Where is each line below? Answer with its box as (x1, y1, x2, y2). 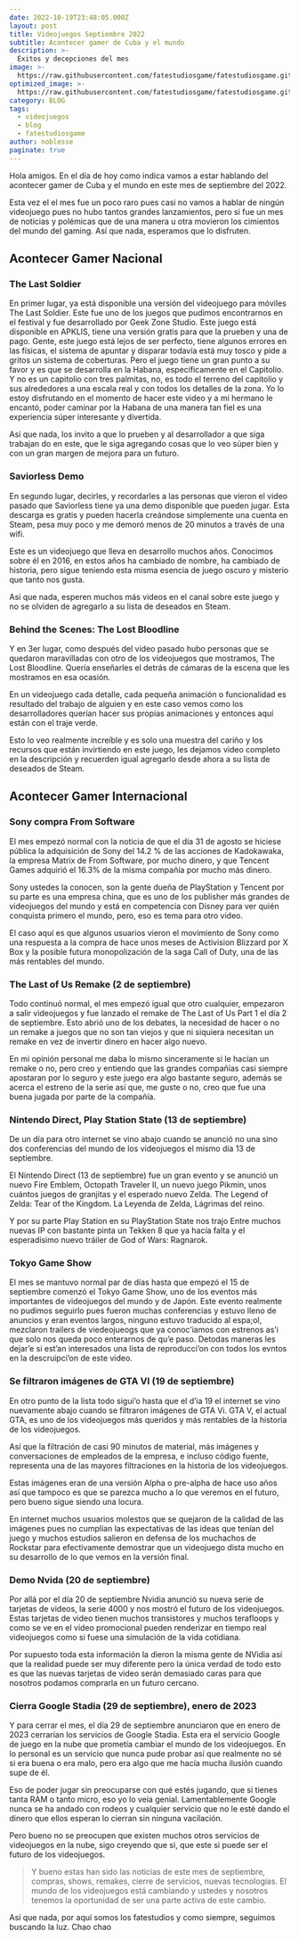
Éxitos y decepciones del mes (17, 54, 129, 63)
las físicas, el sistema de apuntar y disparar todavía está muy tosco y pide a (9, 345, 287, 357)
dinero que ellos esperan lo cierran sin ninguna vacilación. (9, 1813, 223, 1824)
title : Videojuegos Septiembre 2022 (9, 29, 145, 38)
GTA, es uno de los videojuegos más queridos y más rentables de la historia (9, 1414, 287, 1425)
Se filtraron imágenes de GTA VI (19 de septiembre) (9, 1375, 235, 1387)
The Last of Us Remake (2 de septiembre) (9, 978, 191, 990)
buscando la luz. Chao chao (9, 1922, 112, 1933)
